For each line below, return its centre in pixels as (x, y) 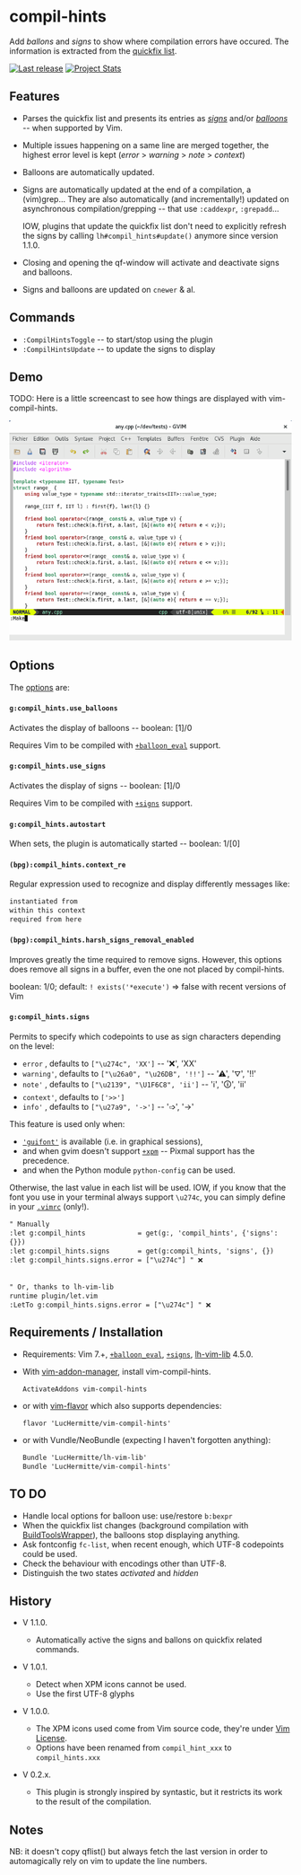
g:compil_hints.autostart (57, 824)
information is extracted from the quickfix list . (93, 50)
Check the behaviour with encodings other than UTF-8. (124, 1563)
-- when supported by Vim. (72, 128)
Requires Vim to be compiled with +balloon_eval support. (115, 745)
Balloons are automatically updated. (88, 172)
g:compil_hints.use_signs (57, 766)
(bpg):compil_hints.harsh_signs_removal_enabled (102, 940)
